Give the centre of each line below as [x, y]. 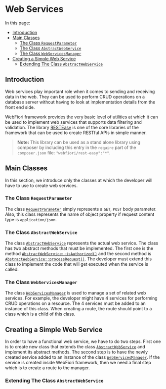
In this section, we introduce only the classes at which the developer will [79, 180]
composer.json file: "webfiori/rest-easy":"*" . [64, 152]
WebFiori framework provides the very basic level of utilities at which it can [82, 117]
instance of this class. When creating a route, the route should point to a [79, 309]
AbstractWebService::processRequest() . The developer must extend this [79, 259]
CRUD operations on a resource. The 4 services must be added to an [75, 303]
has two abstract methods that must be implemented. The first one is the [79, 248]
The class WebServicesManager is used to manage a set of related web [76, 293]
